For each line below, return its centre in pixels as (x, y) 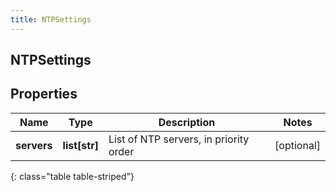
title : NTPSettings (51, 19)
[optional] (297, 145)
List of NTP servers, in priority (179, 139)
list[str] (80, 145)
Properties (44, 94)
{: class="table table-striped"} (72, 176)
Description (187, 122)
